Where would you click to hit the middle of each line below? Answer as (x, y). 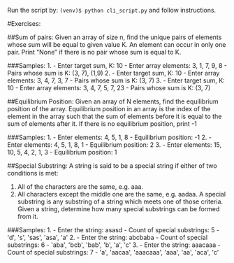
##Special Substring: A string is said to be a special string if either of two (112, 166)
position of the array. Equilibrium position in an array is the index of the (109, 109)
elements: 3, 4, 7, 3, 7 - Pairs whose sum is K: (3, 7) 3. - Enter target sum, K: (116, 80)
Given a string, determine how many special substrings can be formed (118, 209)
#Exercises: (24, 23)
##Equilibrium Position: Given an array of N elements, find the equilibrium (113, 101)
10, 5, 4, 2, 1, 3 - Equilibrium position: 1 (62, 152)
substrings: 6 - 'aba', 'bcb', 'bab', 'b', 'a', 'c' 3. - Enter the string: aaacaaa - (114, 245)
